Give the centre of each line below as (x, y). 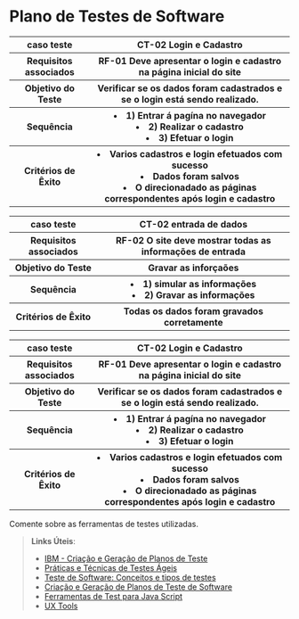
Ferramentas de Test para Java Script (113, 596)
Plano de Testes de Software (117, 17)
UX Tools (61, 606)
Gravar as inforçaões (194, 268)
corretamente (194, 322)
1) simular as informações (199, 284)
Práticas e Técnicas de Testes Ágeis (111, 567)
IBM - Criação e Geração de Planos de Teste (126, 558)
